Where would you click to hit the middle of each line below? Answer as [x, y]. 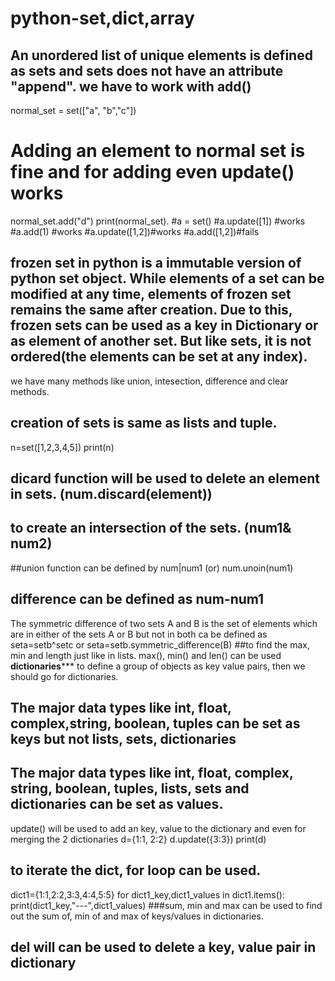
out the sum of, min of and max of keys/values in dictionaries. [137, 916]
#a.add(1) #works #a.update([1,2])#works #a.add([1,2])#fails [135, 231]
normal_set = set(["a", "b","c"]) [73, 110]
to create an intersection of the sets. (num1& [151, 528]
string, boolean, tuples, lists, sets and [130, 788]
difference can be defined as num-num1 [137, 599]
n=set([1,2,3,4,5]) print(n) [62, 447]
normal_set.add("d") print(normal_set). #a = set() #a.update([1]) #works [158, 221]
